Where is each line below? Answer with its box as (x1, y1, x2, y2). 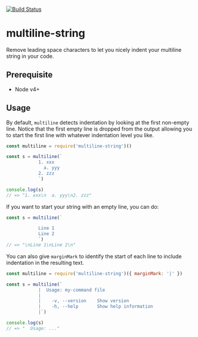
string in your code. (6, 52, 54, 60)
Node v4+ (14, 85, 40, 92)
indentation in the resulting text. (6, 259, 85, 266)
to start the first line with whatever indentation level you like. (6, 131, 154, 138)
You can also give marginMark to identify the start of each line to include (6, 252, 182, 259)
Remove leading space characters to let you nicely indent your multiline (6, 46, 182, 53)
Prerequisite (6, 70, 53, 80)
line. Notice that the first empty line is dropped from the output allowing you (6, 125, 193, 132)
